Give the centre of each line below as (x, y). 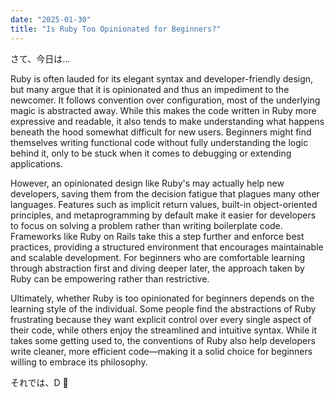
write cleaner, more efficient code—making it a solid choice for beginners (161, 351)
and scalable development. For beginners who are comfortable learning (158, 257)
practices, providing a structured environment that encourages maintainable (167, 247)
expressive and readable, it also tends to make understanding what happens (167, 121)
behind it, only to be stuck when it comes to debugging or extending (151, 153)
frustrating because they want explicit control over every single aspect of (161, 319)
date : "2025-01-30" (51, 19)
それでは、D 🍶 (39, 382)
